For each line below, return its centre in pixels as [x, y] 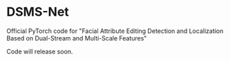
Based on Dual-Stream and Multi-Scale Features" [77, 38]
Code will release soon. [40, 51]
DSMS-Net [38, 12]
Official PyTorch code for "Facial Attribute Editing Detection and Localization [115, 31]
